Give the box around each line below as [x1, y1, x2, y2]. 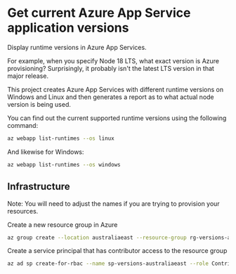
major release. [7, 72, 49, 80]
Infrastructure [7, 181, 70, 193]
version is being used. [7, 100, 72, 108]
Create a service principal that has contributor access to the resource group [7, 247, 228, 255]
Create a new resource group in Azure [7, 220, 118, 229]
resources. [7, 207, 39, 215]
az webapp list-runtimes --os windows [7, 161, 121, 168]
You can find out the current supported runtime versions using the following [7, 114, 227, 122]
